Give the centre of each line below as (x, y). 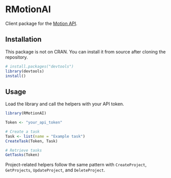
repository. (17, 57)
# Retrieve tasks (24, 150)
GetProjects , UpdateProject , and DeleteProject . (55, 170)
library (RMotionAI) (26, 113)
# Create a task (22, 131)
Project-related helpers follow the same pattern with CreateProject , (76, 165)
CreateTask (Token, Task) (32, 141)
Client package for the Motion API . (41, 23)
